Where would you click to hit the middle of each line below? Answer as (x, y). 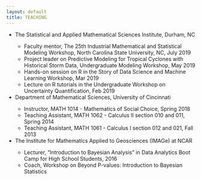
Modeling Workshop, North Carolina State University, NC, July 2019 (107, 52)
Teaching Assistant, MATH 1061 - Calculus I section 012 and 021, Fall (109, 128)
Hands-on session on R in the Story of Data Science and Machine (105, 71)
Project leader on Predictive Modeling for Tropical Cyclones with (103, 59)
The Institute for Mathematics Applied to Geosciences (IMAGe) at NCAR (103, 140)
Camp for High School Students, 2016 (70, 158)
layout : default (26, 12)
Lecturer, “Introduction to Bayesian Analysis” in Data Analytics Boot (107, 152)
